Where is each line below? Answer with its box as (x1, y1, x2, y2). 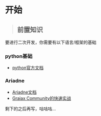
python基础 (5, 52, 33, 59)
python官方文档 (12, 65, 44, 71)
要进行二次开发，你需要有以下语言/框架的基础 (5, 40, 97, 45)
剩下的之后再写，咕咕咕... (5, 106, 56, 112)
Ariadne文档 (12, 89, 37, 95)
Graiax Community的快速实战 (12, 95, 72, 101)
